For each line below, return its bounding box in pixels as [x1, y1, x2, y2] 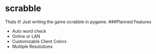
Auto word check [12, 28, 47, 34]
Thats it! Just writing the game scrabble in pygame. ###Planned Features [5, 19, 152, 25]
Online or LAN [12, 33, 40, 39]
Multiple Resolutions [12, 43, 53, 49]
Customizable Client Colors [12, 38, 67, 44]
